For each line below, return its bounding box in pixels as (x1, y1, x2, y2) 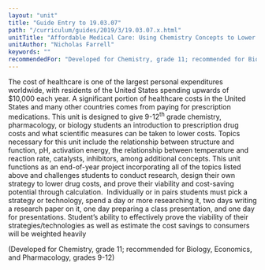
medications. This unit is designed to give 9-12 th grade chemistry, (8, 110, 222, 121)
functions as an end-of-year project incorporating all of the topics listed (8, 162, 241, 172)
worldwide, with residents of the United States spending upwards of (8, 85, 230, 94)
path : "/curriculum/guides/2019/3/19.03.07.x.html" (8, 26, 181, 34)
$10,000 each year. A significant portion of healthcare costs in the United (8, 94, 246, 103)
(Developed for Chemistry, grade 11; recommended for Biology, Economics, (8, 244, 252, 253)
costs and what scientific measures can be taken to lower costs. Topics (8, 128, 241, 138)
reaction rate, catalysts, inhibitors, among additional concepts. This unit (8, 153, 241, 163)
